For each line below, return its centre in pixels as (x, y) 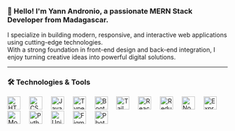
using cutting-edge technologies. (55, 43)
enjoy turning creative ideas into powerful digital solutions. (92, 57)
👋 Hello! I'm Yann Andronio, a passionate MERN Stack (100, 11)
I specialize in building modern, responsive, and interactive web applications (117, 35)
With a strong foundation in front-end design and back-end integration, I (111, 50)
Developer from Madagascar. (58, 20)
